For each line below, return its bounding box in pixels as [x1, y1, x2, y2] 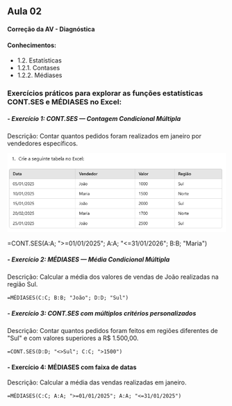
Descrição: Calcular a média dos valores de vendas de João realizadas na [7, 273, 219, 281]
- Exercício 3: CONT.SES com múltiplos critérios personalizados [7, 309, 197, 317]
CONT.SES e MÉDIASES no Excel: [7, 97, 122, 107]
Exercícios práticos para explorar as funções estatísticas [7, 88, 204, 98]
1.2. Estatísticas [17, 56, 63, 65]
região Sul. [7, 280, 38, 289]
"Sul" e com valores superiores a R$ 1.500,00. [7, 334, 139, 343]
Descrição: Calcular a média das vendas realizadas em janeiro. [7, 378, 187, 387]
